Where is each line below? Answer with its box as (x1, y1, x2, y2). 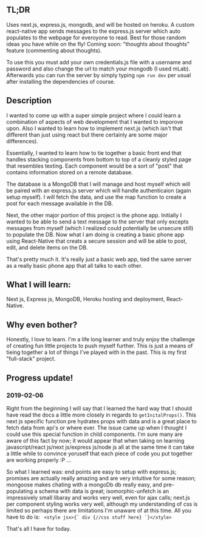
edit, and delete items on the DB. (6, 243, 88, 251)
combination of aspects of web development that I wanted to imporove (6, 118, 183, 125)
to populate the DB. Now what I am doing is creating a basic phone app (6, 231, 185, 238)
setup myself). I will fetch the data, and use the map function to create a (6, 193, 186, 200)
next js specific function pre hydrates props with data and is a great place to (6, 417, 197, 424)
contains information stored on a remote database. (6, 168, 134, 175)
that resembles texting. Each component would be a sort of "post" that (6, 162, 183, 169)
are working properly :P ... (6, 456, 72, 463)
